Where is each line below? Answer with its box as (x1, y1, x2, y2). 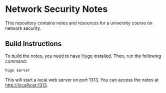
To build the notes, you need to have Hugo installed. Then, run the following (5, 53, 161, 59)
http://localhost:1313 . (5, 82, 48, 88)
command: (5, 58, 27, 64)
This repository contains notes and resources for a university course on (5, 20, 152, 26)
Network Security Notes (5, 3, 108, 15)
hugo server (5, 68, 30, 73)
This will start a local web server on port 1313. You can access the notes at (5, 77, 159, 83)
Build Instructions (5, 40, 62, 48)
